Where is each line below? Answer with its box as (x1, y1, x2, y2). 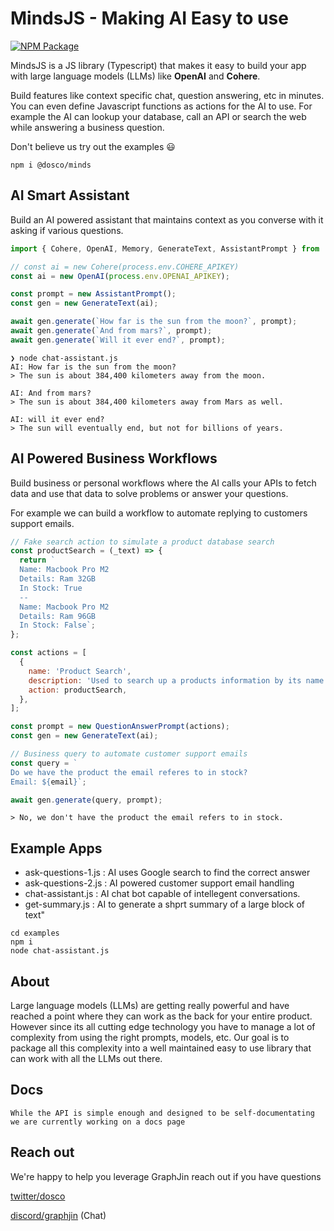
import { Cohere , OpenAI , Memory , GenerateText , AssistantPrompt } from (10, 243, 320, 254)
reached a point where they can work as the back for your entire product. (10, 1010, 313, 1022)
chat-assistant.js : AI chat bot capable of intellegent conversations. (24, 888, 301, 900)
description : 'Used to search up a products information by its (28, 675, 302, 686)
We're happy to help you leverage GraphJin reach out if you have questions (10, 1170, 322, 1182)
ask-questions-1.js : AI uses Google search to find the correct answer (24, 867, 311, 879)
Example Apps (10, 840, 103, 857)
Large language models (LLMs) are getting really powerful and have (10, 1000, 290, 1012)
